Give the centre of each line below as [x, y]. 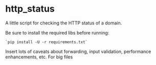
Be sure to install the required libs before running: [57, 32]
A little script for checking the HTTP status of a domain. [64, 23]
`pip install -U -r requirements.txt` [46, 42]
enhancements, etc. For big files [39, 57]
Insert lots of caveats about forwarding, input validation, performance [78, 51]
